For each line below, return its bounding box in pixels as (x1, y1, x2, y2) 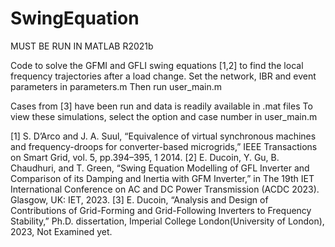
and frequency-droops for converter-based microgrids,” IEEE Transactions (10, 140, 318, 152)
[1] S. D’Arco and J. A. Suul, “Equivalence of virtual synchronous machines (10, 130, 317, 142)
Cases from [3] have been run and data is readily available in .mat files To (10, 100, 313, 112)
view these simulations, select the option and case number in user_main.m (10, 110, 318, 122)
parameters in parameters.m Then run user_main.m (10, 80, 223, 92)
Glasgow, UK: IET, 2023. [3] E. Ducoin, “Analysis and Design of (10, 193, 269, 206)
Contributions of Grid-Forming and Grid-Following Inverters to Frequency (10, 204, 312, 216)
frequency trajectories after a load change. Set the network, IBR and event (10, 70, 317, 82)
